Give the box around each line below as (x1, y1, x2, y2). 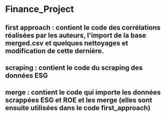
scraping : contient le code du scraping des (5, 63, 143, 72)
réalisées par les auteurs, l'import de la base (5, 31, 146, 39)
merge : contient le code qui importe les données (5, 88, 161, 97)
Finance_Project (5, 3, 74, 15)
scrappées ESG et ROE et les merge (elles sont (5, 96, 152, 105)
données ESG (5, 71, 48, 80)
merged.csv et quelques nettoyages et (5, 39, 128, 47)
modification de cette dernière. (5, 46, 104, 55)
